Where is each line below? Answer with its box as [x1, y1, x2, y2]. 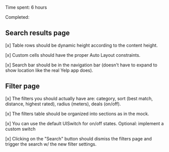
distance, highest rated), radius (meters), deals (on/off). [5, 101, 121, 107]
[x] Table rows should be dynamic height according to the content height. [5, 42, 158, 48]
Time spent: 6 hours [5, 5, 47, 10]
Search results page [5, 29, 70, 37]
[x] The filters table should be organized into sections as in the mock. [5, 110, 149, 117]
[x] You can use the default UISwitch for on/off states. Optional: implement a [5, 120, 164, 126]
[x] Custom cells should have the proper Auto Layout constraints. [5, 52, 141, 58]
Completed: [5, 14, 30, 20]
